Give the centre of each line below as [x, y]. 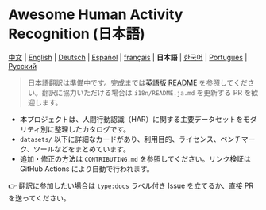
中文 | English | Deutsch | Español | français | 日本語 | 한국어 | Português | [128, 57]
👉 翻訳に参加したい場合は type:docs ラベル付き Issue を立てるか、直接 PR [131, 185]
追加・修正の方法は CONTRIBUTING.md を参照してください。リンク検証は [135, 158]
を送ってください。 [39, 198]
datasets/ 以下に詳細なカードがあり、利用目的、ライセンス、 [120, 139]
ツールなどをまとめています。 [82, 149]
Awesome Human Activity [96, 15]
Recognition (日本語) [77, 34]
